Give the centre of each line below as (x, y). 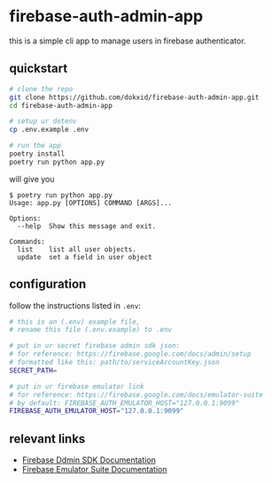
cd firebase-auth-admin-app (61, 105)
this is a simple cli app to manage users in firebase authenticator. (128, 41)
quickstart (39, 69)
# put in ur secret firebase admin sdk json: (94, 346)
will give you (32, 179)
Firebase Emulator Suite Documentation (94, 470)
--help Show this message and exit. (87, 226)
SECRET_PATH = (33, 370)
